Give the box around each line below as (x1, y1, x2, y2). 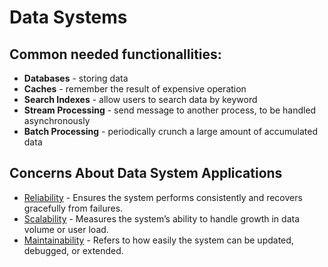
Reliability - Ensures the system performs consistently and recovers (23, 191, 303, 203)
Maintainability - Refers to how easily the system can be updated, (23, 234, 294, 246)
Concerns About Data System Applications (9, 165, 283, 182)
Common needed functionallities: (9, 46, 222, 63)
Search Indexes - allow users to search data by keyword (23, 94, 258, 105)
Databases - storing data (23, 72, 129, 84)
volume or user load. (23, 223, 109, 235)
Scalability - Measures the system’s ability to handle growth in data (23, 212, 300, 225)
